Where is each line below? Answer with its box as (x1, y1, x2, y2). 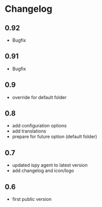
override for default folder (12, 94, 67, 100)
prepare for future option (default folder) (12, 134, 97, 140)
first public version (12, 196, 52, 202)
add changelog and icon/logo (12, 167, 74, 174)
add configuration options (12, 123, 67, 129)
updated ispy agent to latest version (12, 162, 88, 168)
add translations (12, 128, 46, 134)
